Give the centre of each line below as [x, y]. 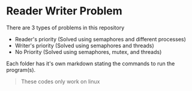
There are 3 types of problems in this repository [65, 28]
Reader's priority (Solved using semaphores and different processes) [100, 39]
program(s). [21, 69]
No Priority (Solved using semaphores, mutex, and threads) [88, 51]
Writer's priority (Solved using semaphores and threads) [84, 45]
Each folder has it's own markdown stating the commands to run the [91, 63]
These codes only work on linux [60, 81]
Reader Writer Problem [64, 11]
